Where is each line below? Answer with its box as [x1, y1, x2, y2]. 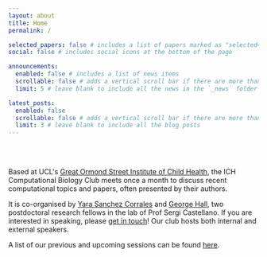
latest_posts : [8, 99, 56, 107]
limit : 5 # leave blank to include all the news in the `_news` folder [15, 84, 258, 92]
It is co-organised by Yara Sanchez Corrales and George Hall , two [8, 200, 224, 209]
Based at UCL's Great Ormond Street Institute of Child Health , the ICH [8, 167, 236, 177]
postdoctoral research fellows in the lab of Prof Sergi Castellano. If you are [8, 208, 253, 217]
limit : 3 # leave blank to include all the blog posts [15, 121, 201, 130]
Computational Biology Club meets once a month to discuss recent [8, 176, 227, 185]
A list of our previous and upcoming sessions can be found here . [8, 240, 220, 250]
